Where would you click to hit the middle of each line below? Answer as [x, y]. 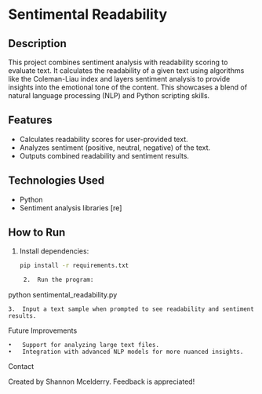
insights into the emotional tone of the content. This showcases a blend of [128, 87]
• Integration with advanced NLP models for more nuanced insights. [126, 352]
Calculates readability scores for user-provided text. [104, 139]
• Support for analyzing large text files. [84, 345]
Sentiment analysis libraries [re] [71, 208]
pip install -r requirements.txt [74, 266]
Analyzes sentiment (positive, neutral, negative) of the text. [115, 148]
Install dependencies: [54, 251]
